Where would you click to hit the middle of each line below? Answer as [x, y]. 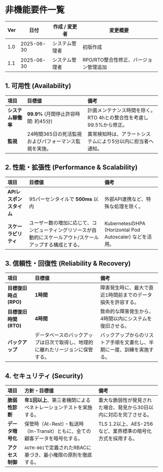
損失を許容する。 [120, 302]
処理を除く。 [129, 206]
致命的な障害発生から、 [127, 311]
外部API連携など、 [125, 199]
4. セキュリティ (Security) [44, 376]
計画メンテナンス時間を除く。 [122, 110]
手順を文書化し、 [130, 343]
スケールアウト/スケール [71, 237]
